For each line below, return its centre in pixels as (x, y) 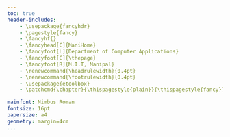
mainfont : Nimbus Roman (41, 102)
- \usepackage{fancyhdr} (55, 26)
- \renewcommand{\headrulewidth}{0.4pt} (78, 71)
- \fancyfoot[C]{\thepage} (58, 58)
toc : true (21, 13)
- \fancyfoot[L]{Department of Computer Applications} (99, 52)
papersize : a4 (27, 115)
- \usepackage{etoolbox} (55, 84)
